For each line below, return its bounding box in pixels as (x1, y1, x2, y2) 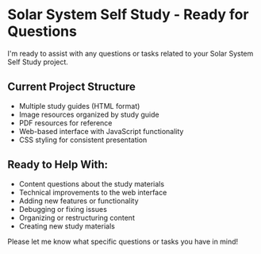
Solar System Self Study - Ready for (7, 6, 249, 24)
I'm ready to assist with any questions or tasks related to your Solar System (7, 48, 254, 58)
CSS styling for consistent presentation (18, 135, 148, 144)
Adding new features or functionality (18, 196, 140, 206)
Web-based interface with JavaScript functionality (18, 126, 184, 136)
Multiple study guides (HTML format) (18, 101, 140, 110)
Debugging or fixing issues (18, 204, 108, 214)
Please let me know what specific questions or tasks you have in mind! (7, 237, 239, 246)
